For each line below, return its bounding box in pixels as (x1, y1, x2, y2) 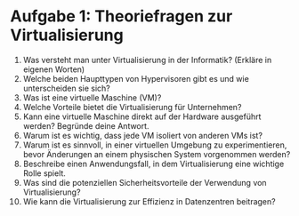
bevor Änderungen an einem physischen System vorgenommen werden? (22, 148, 291, 159)
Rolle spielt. (22, 167, 66, 179)
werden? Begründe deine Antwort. (22, 120, 149, 131)
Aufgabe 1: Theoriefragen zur (10, 6, 233, 27)
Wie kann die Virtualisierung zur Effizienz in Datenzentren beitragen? (22, 196, 276, 206)
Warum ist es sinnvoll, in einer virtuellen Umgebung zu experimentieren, (22, 140, 287, 150)
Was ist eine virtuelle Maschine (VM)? (22, 92, 162, 103)
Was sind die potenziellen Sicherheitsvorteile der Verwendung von (22, 177, 267, 188)
